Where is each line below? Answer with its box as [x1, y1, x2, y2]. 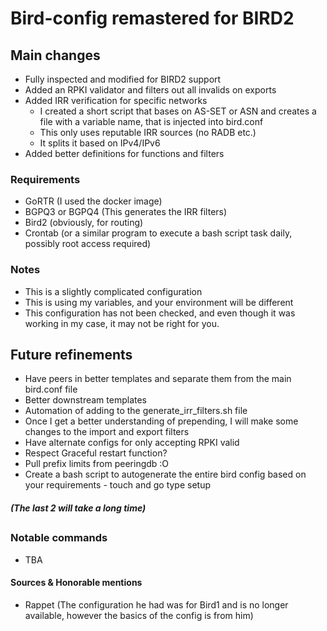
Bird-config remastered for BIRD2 [10, 7, 295, 30]
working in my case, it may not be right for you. [24, 317, 220, 329]
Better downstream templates [24, 394, 148, 406]
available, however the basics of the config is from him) [24, 609, 254, 621]
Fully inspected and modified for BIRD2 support [24, 73, 222, 85]
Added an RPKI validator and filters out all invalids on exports [24, 84, 277, 96]
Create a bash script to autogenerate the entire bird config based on [24, 468, 307, 481]
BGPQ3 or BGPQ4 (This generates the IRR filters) [24, 206, 228, 218]
